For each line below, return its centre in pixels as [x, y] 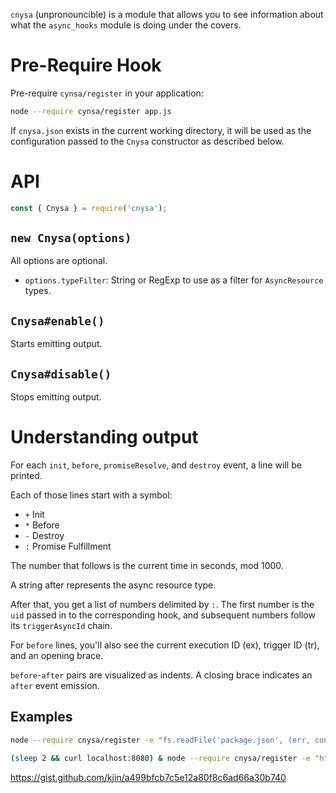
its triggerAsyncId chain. [61, 625]
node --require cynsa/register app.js [91, 111]
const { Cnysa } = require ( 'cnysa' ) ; [89, 208]
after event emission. [55, 685]
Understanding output [104, 437]
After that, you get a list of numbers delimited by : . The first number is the [162, 604]
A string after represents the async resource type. [113, 585]
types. [38, 291]
